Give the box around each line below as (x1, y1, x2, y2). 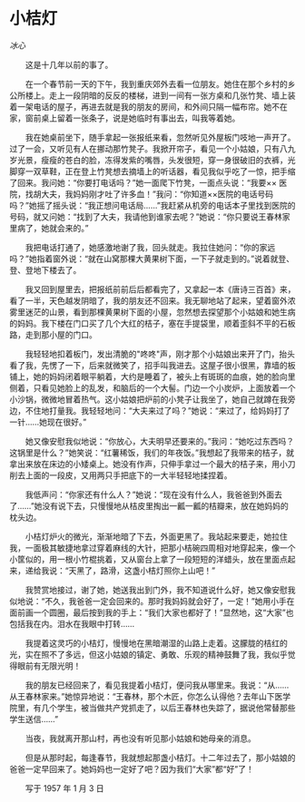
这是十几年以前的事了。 (25, 59, 113, 70)
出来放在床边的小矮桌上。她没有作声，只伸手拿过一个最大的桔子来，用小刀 (16, 458, 296, 469)
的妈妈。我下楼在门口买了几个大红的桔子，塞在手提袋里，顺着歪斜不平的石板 (9, 318, 296, 328)
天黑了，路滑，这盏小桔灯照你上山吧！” (68, 564, 216, 576)
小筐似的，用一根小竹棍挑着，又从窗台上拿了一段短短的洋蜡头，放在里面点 (9, 553, 288, 564)
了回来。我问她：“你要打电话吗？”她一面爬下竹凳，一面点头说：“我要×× (9, 177, 278, 188)
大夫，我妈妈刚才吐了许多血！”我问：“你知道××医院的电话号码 (40, 188, 274, 200)
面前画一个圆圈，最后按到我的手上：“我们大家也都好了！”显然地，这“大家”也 (9, 607, 294, 618)
